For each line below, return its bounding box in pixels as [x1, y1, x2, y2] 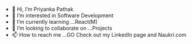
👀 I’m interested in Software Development [11, 12, 114, 19]
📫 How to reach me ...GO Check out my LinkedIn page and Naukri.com [11, 32, 187, 38]
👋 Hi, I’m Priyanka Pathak [11, 6, 74, 12]
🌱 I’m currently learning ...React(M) [11, 18, 98, 25]
